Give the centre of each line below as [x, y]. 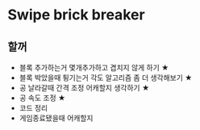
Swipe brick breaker [77, 15]
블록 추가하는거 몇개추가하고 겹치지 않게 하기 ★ [94, 67]
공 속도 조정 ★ [42, 98]
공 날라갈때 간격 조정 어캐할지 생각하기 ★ [84, 88]
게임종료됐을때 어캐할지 [56, 118]
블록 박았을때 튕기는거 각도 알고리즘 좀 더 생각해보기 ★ [106, 78]
